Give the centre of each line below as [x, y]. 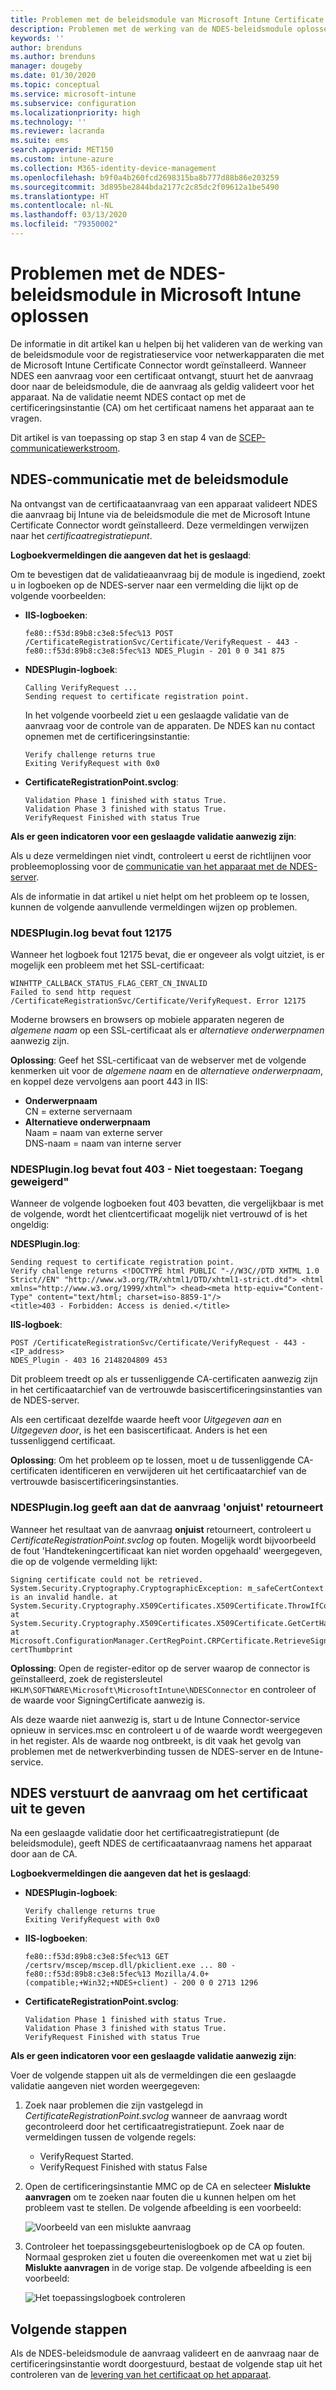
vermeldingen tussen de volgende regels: [110, 2137]
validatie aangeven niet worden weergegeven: [105, 2086]
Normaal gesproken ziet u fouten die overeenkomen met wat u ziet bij [168, 2257]
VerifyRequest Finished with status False [123, 2167]
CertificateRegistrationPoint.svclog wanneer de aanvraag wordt [156, 2116]
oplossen [50, 316]
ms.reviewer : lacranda [57, 131]
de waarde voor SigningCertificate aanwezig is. [108, 1700]
